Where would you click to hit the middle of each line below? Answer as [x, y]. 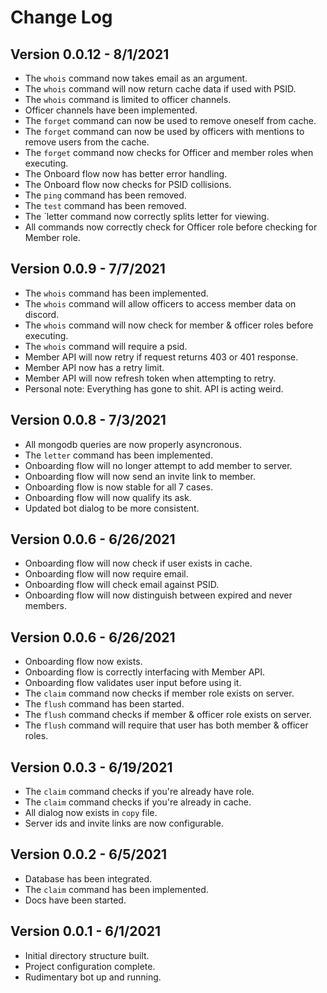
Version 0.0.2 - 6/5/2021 [89, 854]
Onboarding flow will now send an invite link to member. [140, 476]
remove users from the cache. [87, 142]
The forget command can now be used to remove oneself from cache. [170, 120]
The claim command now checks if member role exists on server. [159, 693]
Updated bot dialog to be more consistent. [112, 508]
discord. [42, 314]
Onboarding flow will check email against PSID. [122, 585]
